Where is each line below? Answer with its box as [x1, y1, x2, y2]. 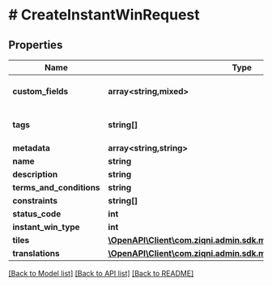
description [12, 169, 58, 180]
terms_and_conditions [12, 182, 100, 193]
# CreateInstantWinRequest [8, 6, 200, 24]
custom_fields [12, 86, 69, 96]
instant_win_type [12, 221, 80, 233]
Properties [8, 38, 63, 52]
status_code [12, 208, 62, 220]
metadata [12, 143, 50, 153]
